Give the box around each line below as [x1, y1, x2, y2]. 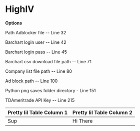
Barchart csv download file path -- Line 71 [5, 58, 91, 64]
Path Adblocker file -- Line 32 [5, 29, 66, 35]
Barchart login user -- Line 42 [5, 39, 66, 45]
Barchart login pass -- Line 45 [5, 49, 67, 55]
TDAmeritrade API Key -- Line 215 [5, 97, 75, 103]
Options [5, 20, 22, 26]
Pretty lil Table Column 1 [7, 109, 68, 116]
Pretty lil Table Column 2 [72, 109, 132, 116]
